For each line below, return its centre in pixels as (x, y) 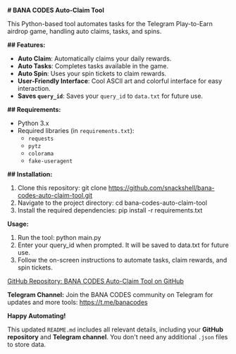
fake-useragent (50, 161)
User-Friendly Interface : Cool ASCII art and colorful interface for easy (120, 81)
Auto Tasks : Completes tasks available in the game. (93, 66)
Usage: (18, 224)
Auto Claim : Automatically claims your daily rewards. (94, 58)
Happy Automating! (37, 316)
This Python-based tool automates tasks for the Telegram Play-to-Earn (110, 24)
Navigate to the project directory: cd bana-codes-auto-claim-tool (112, 203)
